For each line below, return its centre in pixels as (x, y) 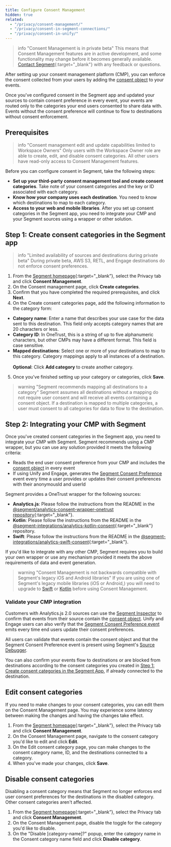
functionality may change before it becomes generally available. (85, 59)
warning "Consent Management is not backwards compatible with (87, 573)
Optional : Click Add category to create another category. (73, 367)
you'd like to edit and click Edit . (46, 742)
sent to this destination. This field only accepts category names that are (88, 324)
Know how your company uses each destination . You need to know (85, 197)
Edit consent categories (44, 692)
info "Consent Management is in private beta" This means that (83, 48)
